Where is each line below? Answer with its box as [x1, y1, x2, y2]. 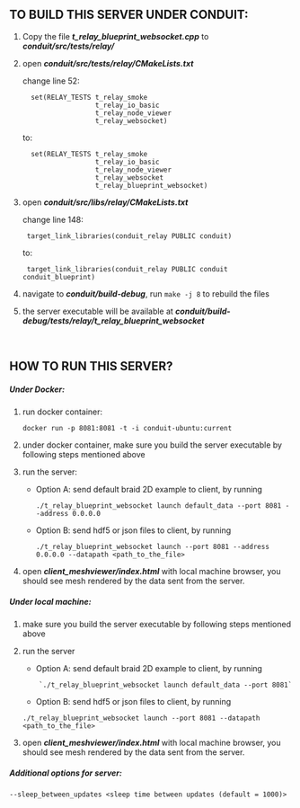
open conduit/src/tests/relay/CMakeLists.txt [22, 58, 194, 68]
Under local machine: [9, 596, 92, 607]
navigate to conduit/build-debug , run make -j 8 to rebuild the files [22, 288, 269, 299]
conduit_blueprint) [22, 272, 96, 281]
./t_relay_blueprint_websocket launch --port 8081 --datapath [22, 714, 260, 723]
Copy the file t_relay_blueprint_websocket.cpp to [22, 31, 209, 41]
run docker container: [22, 406, 103, 417]
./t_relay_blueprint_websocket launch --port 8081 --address [35, 543, 269, 552]
